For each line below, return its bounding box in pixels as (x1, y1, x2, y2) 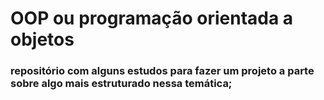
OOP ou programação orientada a (10, 7, 294, 30)
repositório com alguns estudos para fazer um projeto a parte (10, 64, 315, 78)
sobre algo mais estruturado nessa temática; (10, 77, 233, 91)
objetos (10, 28, 75, 51)
